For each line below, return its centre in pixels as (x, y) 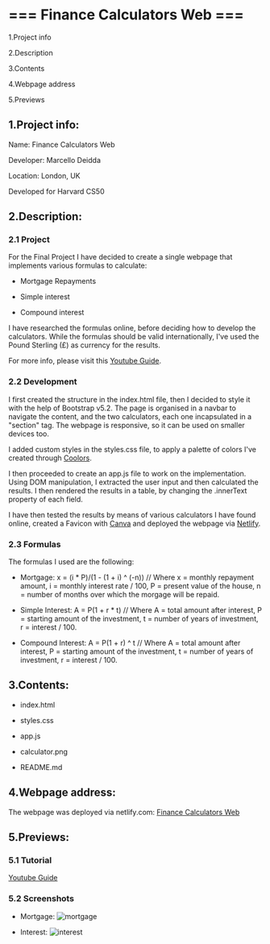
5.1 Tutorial (30, 860)
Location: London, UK (44, 176)
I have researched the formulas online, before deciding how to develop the (132, 328)
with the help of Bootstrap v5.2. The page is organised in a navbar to (122, 408)
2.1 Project (29, 239)
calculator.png (44, 751)
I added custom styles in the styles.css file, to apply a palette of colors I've (132, 449)
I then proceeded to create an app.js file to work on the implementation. (127, 473)
